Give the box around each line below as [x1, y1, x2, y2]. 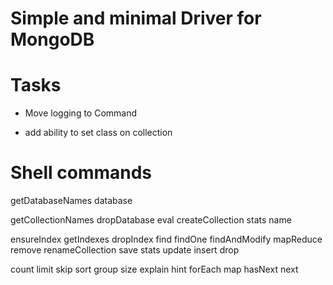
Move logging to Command [24, 107, 138, 119]
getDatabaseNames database [10, 195, 133, 207]
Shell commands [10, 162, 153, 184]
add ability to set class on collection [24, 127, 173, 139]
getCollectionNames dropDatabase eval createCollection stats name [10, 214, 292, 226]
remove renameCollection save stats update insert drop [10, 244, 240, 256]
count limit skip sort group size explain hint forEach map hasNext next [10, 263, 299, 276]
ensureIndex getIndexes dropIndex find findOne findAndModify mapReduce [10, 233, 323, 246]
